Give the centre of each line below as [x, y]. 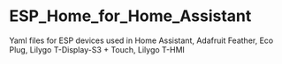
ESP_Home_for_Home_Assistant [130, 16]
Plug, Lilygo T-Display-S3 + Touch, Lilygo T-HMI [97, 49]
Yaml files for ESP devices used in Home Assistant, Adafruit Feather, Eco [141, 40]
